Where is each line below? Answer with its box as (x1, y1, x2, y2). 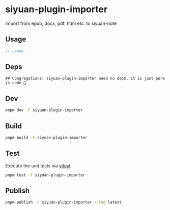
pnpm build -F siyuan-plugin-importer (5, 135, 88, 140)
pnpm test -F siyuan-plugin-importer (5, 172, 86, 178)
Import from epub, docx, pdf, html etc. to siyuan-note (5, 20, 117, 26)
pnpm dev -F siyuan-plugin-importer (5, 108, 83, 113)
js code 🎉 (5, 80, 26, 86)
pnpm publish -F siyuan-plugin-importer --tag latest (5, 200, 122, 205)
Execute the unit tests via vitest (5, 162, 71, 168)
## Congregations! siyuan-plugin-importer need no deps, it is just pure (5, 76, 165, 81)
